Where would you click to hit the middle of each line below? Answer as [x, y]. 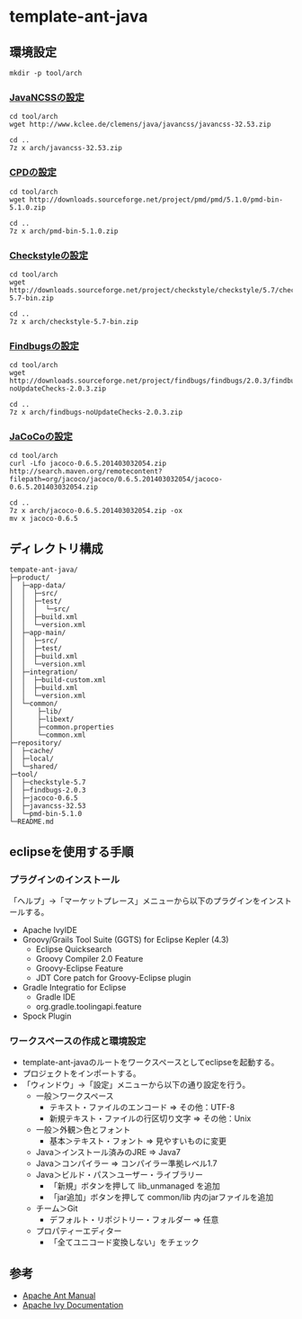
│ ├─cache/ [31, 751]
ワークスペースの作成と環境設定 [78, 1041]
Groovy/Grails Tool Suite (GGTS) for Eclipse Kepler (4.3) [125, 939]
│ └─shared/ [34, 767]
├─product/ [30, 578]
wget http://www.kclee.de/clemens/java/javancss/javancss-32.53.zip [140, 125]
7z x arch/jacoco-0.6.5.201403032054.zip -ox [96, 511]
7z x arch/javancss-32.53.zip [66, 148]
